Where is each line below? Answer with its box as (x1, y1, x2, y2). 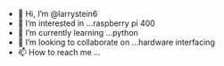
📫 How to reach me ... (17, 47, 101, 57)
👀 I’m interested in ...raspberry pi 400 (17, 18, 156, 29)
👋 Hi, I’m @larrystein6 (17, 9, 98, 19)
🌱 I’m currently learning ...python (17, 28, 138, 37)
